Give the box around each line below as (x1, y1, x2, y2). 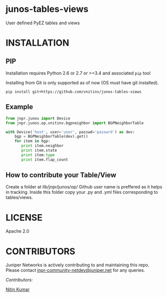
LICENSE (5, 212, 43, 223)
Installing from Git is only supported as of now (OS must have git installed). (5, 79, 159, 85)
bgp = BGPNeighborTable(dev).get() (14, 134, 88, 139)
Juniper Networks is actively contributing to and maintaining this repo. (5, 262, 150, 268)
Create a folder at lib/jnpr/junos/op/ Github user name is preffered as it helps (5, 184, 163, 190)
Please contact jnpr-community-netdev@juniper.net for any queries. (5, 267, 146, 273)
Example (5, 103, 33, 111)
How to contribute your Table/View (5, 171, 116, 179)
